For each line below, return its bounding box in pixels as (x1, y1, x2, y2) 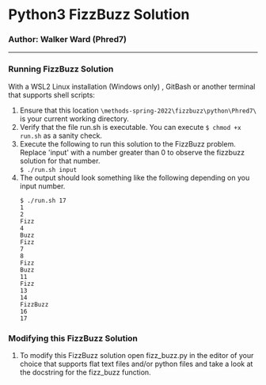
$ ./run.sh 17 (19, 196, 66, 204)
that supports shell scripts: (8, 90, 95, 100)
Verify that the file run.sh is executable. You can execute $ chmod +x (19, 122, 241, 132)
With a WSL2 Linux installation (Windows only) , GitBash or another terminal (8, 82, 256, 91)
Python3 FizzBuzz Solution (8, 6, 190, 24)
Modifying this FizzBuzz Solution (8, 333, 139, 344)
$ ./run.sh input (19, 166, 78, 173)
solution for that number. (19, 156, 101, 166)
